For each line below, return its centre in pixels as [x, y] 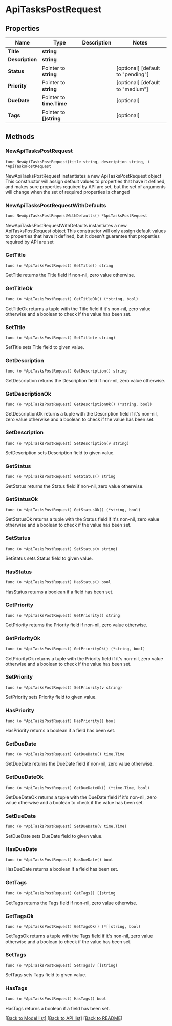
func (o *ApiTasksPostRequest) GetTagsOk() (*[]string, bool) [73, 926]
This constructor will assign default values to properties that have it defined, [86, 181]
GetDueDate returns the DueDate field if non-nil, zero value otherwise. [79, 764]
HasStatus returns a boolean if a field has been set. [59, 592]
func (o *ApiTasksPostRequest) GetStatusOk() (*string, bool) [73, 510]
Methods [20, 137]
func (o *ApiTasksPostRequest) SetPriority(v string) [64, 687]
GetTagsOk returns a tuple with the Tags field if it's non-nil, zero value [79, 936]
